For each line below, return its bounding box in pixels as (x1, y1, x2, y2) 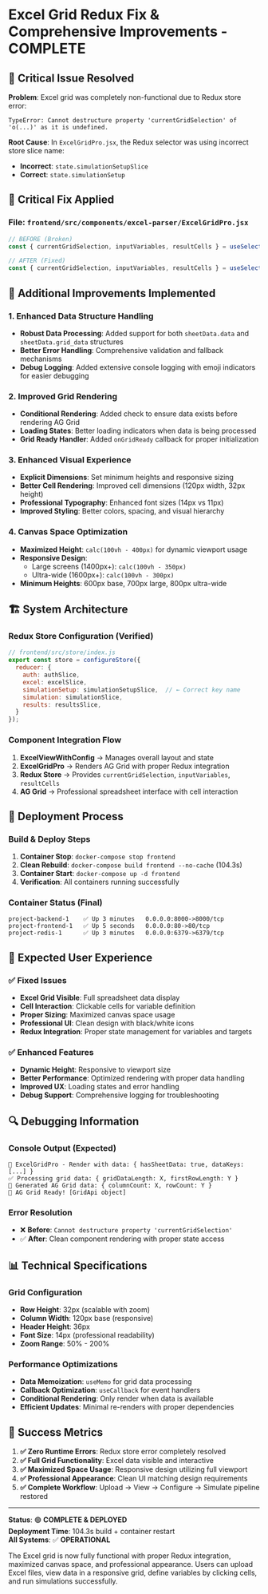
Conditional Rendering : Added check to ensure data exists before (19, 409, 238, 418)
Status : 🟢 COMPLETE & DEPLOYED (8, 1515, 128, 1525)
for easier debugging (19, 371, 89, 380)
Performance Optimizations (8, 1359, 118, 1370)
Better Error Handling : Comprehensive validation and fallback (19, 345, 224, 355)
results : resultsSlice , (22, 700, 102, 708)
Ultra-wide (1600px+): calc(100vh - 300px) (31, 569, 175, 580)
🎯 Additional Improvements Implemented (8, 286, 216, 300)
